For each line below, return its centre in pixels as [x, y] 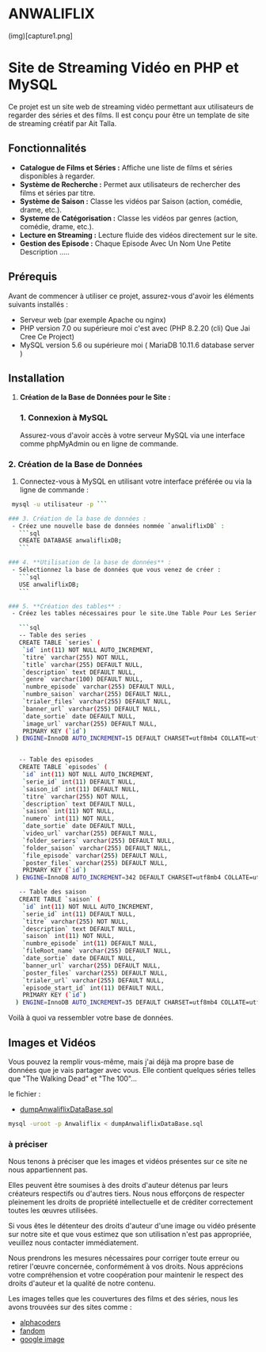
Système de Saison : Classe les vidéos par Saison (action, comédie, [131, 201]
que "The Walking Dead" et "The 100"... [72, 1078]
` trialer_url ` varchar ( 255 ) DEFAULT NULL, [93, 980]
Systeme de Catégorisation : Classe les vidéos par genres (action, [129, 218]
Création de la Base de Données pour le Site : [95, 397]
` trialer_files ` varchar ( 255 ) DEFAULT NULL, [97, 702]
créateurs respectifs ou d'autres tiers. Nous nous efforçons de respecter [127, 1193]
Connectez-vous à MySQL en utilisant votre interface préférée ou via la [135, 481]
